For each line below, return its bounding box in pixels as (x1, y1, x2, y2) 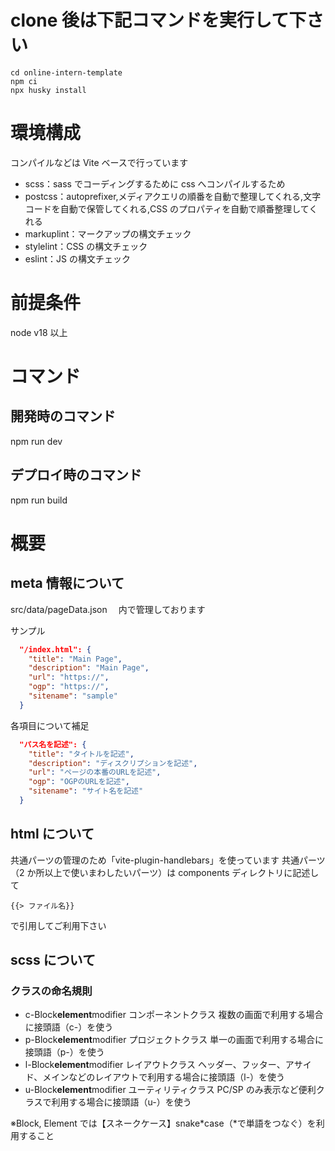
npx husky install (10, 85, 87, 95)
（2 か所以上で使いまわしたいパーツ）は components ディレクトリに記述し (10, 866, 320, 878)
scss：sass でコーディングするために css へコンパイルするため (24, 177, 286, 190)
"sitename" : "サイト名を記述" (28, 786, 144, 796)
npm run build (10, 494, 68, 506)
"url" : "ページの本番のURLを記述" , (28, 767, 162, 778)
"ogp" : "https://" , (28, 682, 110, 692)
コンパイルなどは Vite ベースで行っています (10, 156, 189, 168)
